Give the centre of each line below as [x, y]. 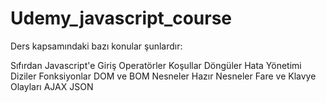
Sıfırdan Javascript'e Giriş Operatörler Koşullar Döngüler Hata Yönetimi [156, 65]
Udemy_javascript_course [121, 18]
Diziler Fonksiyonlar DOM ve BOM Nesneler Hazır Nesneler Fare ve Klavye [163, 76]
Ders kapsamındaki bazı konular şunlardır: [96, 46]
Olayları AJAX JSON [52, 86]
